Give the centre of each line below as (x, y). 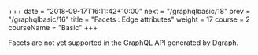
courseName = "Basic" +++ (53, 27)
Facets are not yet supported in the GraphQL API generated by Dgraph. (123, 43)
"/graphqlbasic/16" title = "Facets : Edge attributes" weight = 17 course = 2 (129, 19)
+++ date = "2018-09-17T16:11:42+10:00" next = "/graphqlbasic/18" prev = (129, 11)
